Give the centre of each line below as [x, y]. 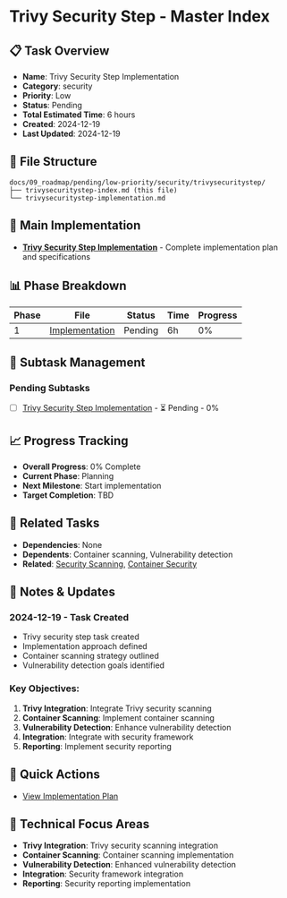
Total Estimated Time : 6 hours [79, 115]
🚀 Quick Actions [55, 775]
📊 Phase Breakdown [68, 286]
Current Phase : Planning [68, 475]
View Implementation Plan [70, 796]
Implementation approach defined [84, 646]
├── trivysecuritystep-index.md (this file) [93, 190]
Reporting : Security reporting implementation [106, 884]
